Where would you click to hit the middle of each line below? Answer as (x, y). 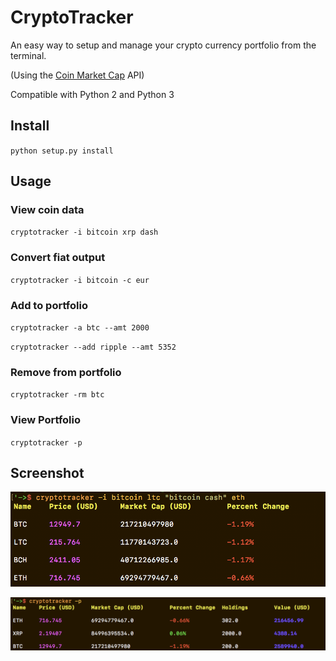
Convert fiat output (58, 258)
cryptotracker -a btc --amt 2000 (80, 328)
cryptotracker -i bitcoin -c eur (80, 280)
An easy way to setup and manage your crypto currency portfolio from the (163, 45)
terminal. (28, 55)
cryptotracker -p (46, 442)
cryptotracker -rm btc (57, 395)
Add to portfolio (49, 305)
